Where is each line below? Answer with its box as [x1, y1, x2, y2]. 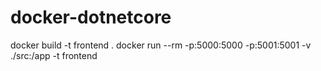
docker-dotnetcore [10, 6, 172, 29]
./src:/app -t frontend [10, 49, 98, 61]
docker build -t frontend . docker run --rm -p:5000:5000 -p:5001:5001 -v [10, 39, 312, 51]
